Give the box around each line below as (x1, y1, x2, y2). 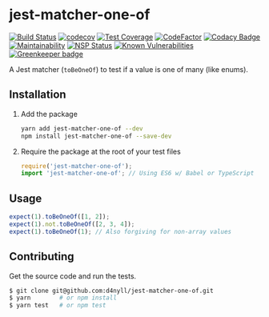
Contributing (9, 250, 74, 263)
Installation (9, 88, 66, 102)
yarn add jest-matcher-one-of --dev (20, 124, 143, 133)
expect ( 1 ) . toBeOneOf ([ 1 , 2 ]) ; (9, 213, 110, 221)
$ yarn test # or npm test (9, 302, 106, 310)
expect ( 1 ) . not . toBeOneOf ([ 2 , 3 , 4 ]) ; (9, 220, 135, 228)
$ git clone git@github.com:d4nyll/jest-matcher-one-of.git (9, 287, 215, 295)
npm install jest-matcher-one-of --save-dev (20, 132, 172, 140)
